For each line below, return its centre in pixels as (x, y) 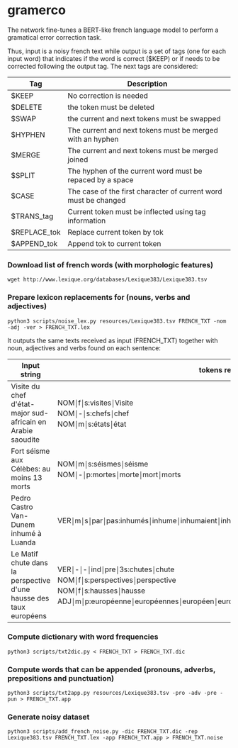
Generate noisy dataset (49, 717)
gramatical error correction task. (55, 37)
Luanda (23, 542)
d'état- (23, 404)
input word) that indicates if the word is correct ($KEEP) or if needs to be (114, 58)
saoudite (25, 440)
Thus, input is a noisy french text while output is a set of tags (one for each (117, 51)
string (30, 374)
